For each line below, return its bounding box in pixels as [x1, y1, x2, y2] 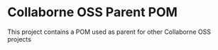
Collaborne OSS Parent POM [7, 4, 178, 20]
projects [7, 35, 32, 43]
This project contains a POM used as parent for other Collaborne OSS [7, 27, 212, 36]
